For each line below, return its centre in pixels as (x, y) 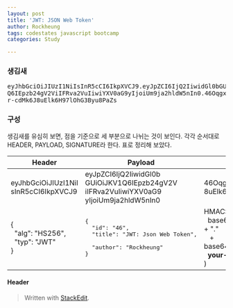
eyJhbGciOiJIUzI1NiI (44, 183)
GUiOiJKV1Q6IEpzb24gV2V (131, 183)
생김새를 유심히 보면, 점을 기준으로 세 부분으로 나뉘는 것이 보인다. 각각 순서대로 (113, 136)
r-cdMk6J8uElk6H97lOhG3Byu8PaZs (62, 100)
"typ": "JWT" (35, 242)
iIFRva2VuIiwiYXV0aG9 (123, 191)
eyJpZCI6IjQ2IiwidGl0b (123, 174)
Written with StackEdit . (57, 298)
